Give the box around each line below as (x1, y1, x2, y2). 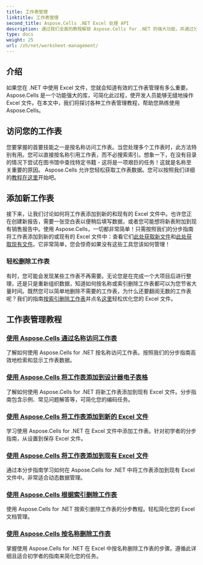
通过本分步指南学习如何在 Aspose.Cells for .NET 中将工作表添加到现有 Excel (6, 466, 195, 473)
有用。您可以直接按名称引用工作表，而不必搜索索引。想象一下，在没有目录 (11, 151, 197, 158)
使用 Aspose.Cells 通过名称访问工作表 (6, 334, 117, 343)
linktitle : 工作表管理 (6, 15, 59, 21)
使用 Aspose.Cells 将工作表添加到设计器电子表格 (6, 373, 148, 382)
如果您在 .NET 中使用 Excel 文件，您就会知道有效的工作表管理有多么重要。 (6, 84, 192, 91)
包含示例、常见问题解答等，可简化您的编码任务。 (11, 395, 134, 403)
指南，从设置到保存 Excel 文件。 (6, 435, 86, 442)
